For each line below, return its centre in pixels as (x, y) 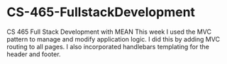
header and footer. (34, 54)
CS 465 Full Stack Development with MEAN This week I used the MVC (109, 32)
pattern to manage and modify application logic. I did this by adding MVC (113, 39)
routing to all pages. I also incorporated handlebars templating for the (108, 46)
